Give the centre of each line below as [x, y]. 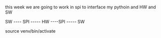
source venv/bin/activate [30, 31]
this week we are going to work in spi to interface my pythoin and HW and [80, 7]
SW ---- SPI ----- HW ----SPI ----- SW [45, 22]
